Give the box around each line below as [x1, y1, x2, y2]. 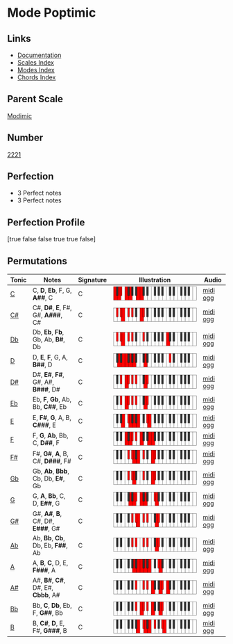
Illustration [138, 275, 171, 284]
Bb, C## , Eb [32, 403, 67, 411]
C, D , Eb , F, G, [32, 286, 72, 294]
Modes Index [17, 66, 55, 74]
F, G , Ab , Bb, [32, 431, 69, 440]
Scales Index [17, 58, 54, 67]
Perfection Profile [7, 216, 85, 228]
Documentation [17, 51, 62, 59]
